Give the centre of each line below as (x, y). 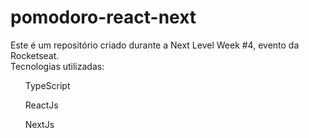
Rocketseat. (35, 55)
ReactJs (41, 105)
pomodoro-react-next (103, 17)
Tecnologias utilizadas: (57, 66)
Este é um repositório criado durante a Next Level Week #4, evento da (155, 45)
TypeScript (47, 85)
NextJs (39, 124)
